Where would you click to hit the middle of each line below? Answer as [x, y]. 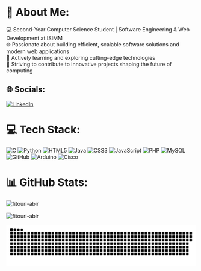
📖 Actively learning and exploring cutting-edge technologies [81, 57]
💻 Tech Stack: [43, 129]
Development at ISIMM [35, 38]
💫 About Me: [38, 12]
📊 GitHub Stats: [47, 182]
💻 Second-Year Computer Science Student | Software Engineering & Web [98, 29]
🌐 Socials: [26, 90]
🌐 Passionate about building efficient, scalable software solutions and [93, 44]
